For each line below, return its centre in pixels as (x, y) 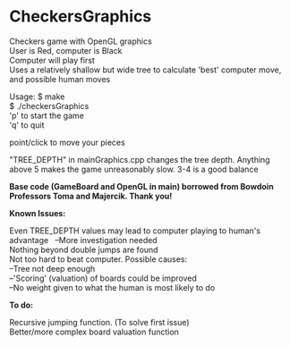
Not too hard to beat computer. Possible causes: (98, 259)
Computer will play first (52, 60)
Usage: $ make (37, 97)
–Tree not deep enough (52, 268)
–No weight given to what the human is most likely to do (112, 287)
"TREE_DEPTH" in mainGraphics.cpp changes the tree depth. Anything (140, 159)
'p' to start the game (47, 115)
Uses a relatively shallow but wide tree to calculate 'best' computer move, (145, 70)
